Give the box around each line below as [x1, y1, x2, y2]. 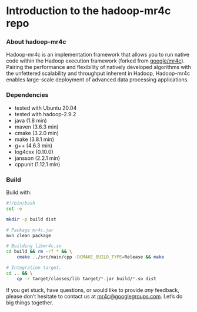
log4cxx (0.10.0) [14, 148, 54, 155]
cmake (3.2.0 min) [14, 129, 59, 136]
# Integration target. [6, 265, 62, 271]
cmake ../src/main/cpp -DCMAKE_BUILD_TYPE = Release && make [16, 254, 165, 260]
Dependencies [6, 91, 49, 99]
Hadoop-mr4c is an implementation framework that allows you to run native [6, 51, 190, 58]
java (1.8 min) [14, 117, 47, 124]
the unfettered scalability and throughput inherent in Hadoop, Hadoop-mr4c [6, 70, 190, 77]
